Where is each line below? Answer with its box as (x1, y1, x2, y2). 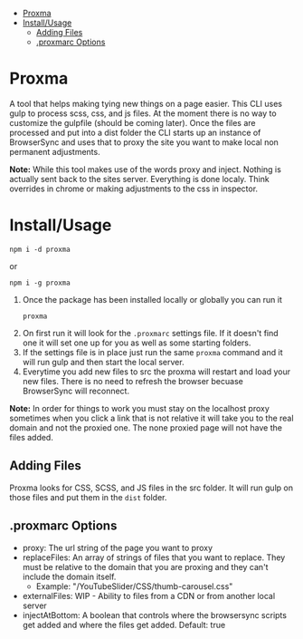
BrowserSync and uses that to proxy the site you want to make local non (9, 136, 279, 148)
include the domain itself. (22, 571, 117, 582)
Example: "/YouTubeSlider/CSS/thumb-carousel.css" (35, 580, 233, 592)
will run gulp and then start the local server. (22, 356, 185, 367)
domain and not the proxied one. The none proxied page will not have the (9, 421, 283, 433)
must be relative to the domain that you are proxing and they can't (22, 561, 269, 572)
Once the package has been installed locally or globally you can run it (22, 294, 282, 305)
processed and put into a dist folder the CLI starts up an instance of (9, 127, 261, 138)
